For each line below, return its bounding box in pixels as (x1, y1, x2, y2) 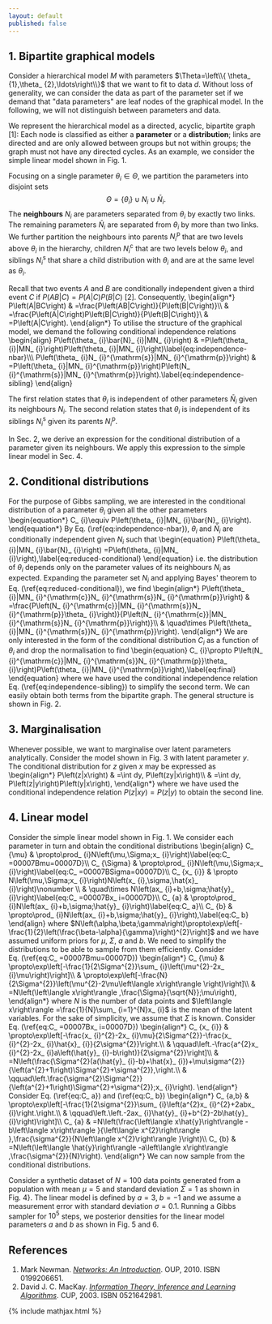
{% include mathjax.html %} (8, 1306, 102, 1316)
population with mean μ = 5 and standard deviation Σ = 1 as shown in (8, 1184, 240, 1193)
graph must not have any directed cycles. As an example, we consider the (8, 147, 255, 156)
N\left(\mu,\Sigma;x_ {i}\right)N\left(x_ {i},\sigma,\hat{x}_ (8, 875, 198, 885)
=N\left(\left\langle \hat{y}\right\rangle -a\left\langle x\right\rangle (8, 1142, 228, 1152)
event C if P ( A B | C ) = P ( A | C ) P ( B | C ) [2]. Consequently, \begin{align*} (8, 292, 236, 302)
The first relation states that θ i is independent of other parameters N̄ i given (8, 394, 257, 405)
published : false (8, 19, 67, 28)
